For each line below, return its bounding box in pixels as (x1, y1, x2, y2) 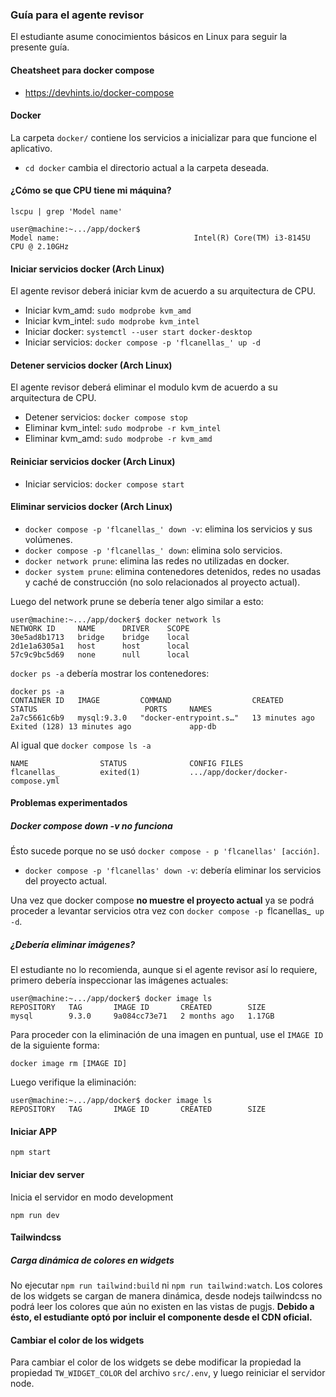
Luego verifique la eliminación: (10, 1076, 137, 1088)
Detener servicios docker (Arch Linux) (10, 359, 173, 371)
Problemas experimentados (10, 797, 128, 809)
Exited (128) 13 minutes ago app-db (10, 721, 217, 732)
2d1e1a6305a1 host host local (10, 641, 190, 651)
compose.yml (10, 776, 60, 786)
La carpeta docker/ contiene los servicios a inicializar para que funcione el (10, 131, 317, 143)
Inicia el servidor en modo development (10, 1191, 174, 1203)
